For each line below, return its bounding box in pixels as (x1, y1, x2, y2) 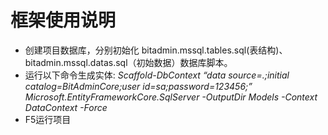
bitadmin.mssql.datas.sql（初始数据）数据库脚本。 (24, 56, 233, 68)
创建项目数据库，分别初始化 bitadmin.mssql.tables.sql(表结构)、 (24, 44, 288, 56)
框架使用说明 (10, 9, 117, 32)
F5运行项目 (24, 113, 72, 125)
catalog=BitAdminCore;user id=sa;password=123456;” (24, 80, 253, 92)
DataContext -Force (24, 101, 108, 113)
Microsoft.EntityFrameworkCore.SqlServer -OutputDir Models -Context (24, 91, 318, 103)
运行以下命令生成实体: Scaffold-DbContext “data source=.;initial (24, 69, 290, 81)
